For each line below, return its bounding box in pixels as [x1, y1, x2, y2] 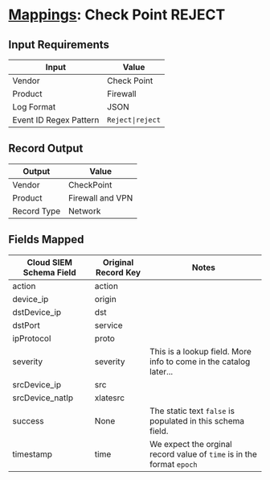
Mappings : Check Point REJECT [8, 6, 226, 24]
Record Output [8, 142, 84, 155]
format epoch [149, 458, 198, 470]
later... [149, 366, 174, 377]
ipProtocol [12, 333, 51, 344]
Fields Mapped [8, 233, 84, 246]
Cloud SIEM [27, 256, 72, 267]
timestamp [12, 449, 53, 460]
